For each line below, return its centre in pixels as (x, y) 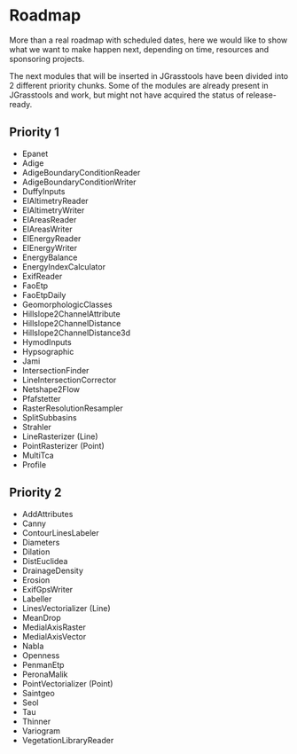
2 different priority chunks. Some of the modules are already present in (139, 85)
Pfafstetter (41, 398)
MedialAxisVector (54, 636)
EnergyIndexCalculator (64, 266)
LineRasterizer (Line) (60, 436)
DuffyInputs (43, 191)
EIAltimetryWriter (53, 210)
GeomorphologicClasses (67, 304)
